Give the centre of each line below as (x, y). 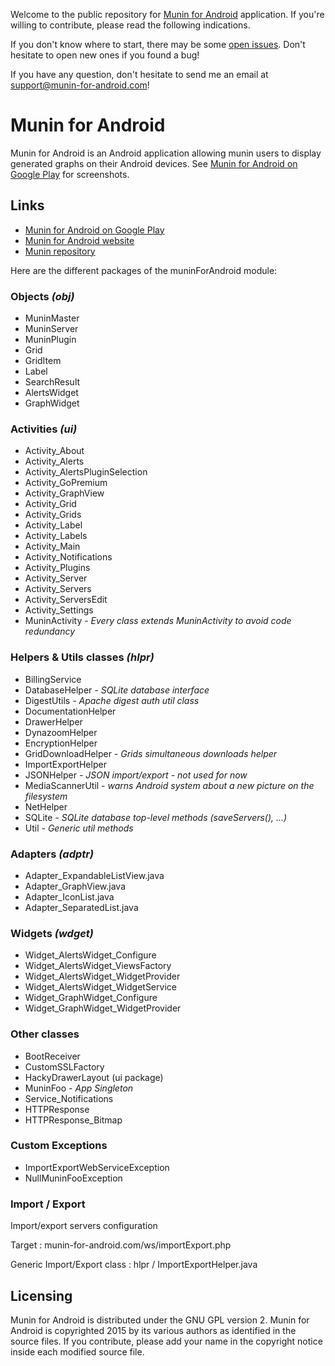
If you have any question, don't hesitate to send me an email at (139, 74)
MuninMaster (52, 318)
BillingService (53, 679)
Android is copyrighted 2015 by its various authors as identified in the (153, 1330)
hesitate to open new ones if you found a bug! (105, 55)
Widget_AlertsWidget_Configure (90, 955)
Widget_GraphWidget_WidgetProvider (103, 1008)
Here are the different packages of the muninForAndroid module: (144, 270)
